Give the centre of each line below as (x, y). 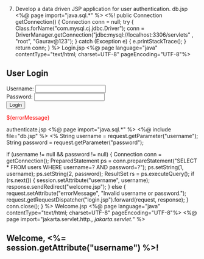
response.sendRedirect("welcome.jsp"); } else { (66, 186)
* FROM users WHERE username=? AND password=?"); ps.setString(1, (95, 167)
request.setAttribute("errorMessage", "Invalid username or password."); (97, 193)
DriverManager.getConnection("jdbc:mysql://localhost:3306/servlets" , (104, 35)
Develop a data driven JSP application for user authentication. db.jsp (101, 9)
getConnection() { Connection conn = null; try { (74, 22)
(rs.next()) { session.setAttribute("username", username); (78, 180)
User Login (27, 74)
